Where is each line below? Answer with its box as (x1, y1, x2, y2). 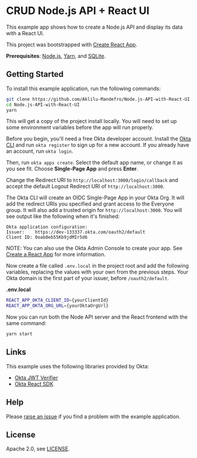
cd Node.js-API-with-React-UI (6, 101, 80, 108)
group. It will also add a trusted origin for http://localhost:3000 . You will (6, 207, 182, 214)
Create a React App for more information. (6, 251, 106, 258)
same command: (6, 320, 47, 327)
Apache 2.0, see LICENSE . (6, 445, 70, 452)
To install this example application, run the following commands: (6, 85, 161, 92)
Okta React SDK (14, 380, 54, 387)
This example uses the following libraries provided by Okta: (6, 363, 150, 370)
